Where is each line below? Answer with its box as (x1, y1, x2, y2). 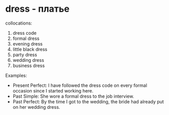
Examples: (5, 72, 27, 78)
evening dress (12, 40, 43, 47)
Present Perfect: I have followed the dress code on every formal (12, 82, 147, 88)
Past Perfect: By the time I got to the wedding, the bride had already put (12, 98, 164, 105)
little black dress (12, 46, 47, 52)
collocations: (5, 20, 32, 26)
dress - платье (5, 3, 70, 15)
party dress (12, 52, 37, 58)
